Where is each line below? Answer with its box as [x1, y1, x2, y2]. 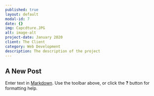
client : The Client [5, 40, 45, 45]
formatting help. [5, 85, 38, 92]
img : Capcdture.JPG [5, 26, 45, 31]
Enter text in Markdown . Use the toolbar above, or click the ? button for [5, 80, 150, 86]
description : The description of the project [5, 48, 100, 53]
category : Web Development [5, 44, 61, 49]
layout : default [5, 12, 38, 17]
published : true [5, 7, 38, 12]
